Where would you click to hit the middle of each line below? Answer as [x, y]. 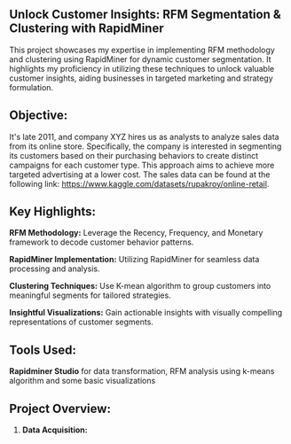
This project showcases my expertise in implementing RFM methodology [142, 50]
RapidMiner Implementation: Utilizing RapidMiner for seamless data [134, 260]
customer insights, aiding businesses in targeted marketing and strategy [141, 78]
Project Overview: [60, 408]
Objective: [39, 116]
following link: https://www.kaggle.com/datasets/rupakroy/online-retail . [139, 183]
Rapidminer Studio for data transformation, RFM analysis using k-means [142, 371]
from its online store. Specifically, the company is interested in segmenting [145, 146]
